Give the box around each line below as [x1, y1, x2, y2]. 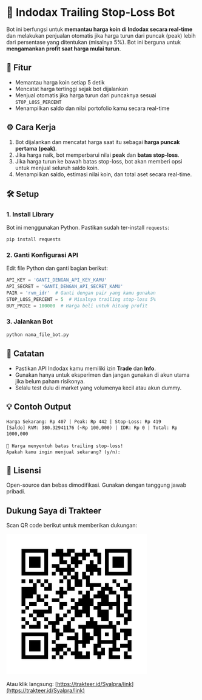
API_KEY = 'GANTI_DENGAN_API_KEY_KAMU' [6, 277, 107, 283]
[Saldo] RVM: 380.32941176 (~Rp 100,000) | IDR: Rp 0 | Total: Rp [6, 425, 178, 431]
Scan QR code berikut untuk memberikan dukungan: [6, 522, 138, 529]
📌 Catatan [6, 349, 44, 359]
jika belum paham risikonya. [15, 377, 85, 385]
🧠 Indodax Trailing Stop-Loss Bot [6, 5, 175, 19]
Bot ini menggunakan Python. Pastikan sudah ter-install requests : [6, 224, 170, 232]
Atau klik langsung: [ [6, 681, 58, 688]
